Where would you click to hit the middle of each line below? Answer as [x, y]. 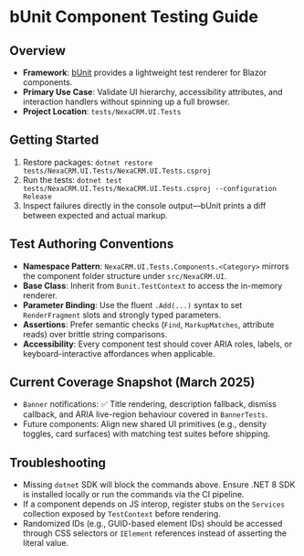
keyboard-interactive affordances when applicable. [119, 353]
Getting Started [54, 140]
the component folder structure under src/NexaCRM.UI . [125, 275]
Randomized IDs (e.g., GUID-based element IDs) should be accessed [152, 524]
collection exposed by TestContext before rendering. [121, 514]
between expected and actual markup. [95, 215]
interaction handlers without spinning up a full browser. [126, 102]
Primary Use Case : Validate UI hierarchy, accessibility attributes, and [152, 92]
